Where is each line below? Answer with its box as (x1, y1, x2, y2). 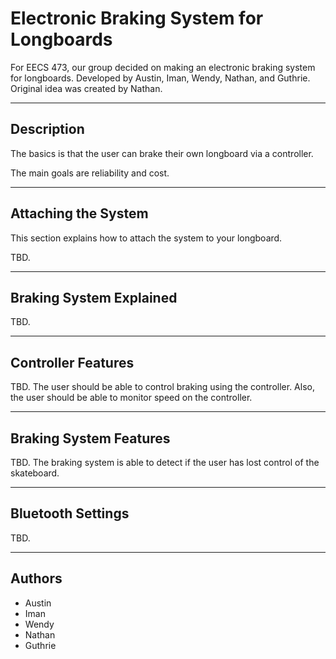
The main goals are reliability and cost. (10, 167, 170, 179)
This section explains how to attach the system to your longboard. (10, 232, 283, 244)
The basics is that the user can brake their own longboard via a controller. (10, 147, 314, 159)
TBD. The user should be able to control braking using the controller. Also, (10, 381, 315, 393)
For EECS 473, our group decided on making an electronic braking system (10, 61, 316, 73)
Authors (10, 570, 63, 587)
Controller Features (10, 354, 135, 371)
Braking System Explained (10, 289, 178, 306)
